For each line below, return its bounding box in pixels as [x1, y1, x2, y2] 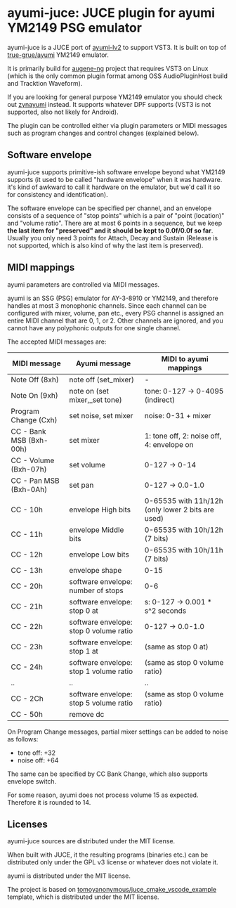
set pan [69, 480, 94, 490]
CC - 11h [11, 529, 44, 539]
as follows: [7, 734, 39, 743]
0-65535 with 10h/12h [144, 525, 223, 535]
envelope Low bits [69, 550, 130, 559]
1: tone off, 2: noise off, [144, 431, 222, 441]
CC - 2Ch [11, 694, 44, 703]
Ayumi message [76, 358, 131, 368]
